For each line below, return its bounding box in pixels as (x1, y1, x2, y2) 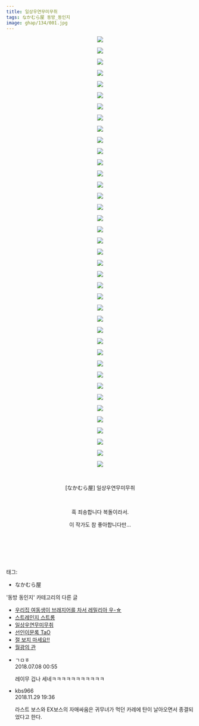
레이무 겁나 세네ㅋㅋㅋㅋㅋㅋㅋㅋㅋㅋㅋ (14, 675, 105, 682)
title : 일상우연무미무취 (6, 8, 58, 15)
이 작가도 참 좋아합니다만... (69, 521, 131, 528)
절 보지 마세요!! (14, 636, 51, 644)
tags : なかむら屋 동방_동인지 (6, 14, 70, 20)
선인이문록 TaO (14, 629, 51, 636)
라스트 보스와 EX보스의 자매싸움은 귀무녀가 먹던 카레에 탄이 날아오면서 (14, 706, 178, 713)
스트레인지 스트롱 (14, 614, 55, 621)
